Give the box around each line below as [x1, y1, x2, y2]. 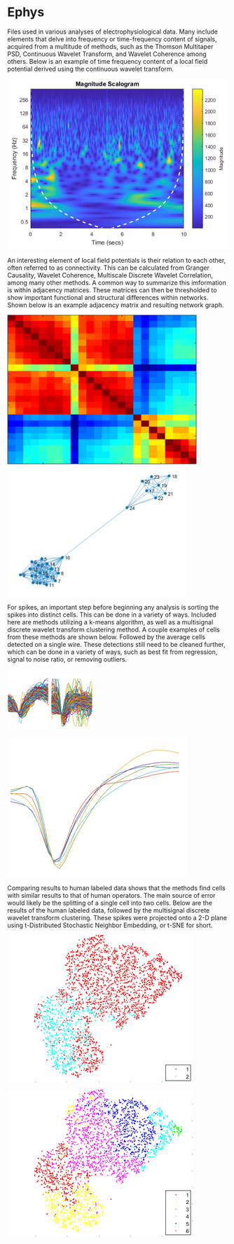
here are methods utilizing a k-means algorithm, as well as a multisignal [7, 617, 214, 626]
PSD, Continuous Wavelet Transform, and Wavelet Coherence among [7, 50, 207, 58]
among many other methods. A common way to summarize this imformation [7, 278, 226, 287]
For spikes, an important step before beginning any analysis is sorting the [7, 603, 219, 611]
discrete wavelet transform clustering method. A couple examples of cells [7, 625, 220, 634]
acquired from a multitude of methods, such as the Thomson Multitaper [7, 42, 214, 50]
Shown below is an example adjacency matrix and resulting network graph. [7, 301, 224, 309]
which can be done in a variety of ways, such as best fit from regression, [7, 648, 218, 656]
